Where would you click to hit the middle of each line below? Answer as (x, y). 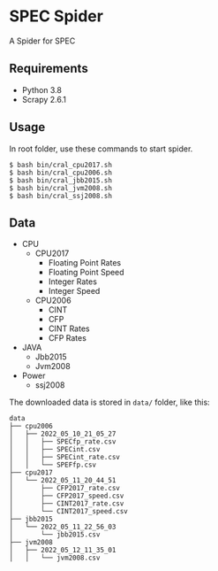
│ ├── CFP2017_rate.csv (65, 489)
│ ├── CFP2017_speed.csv (67, 496)
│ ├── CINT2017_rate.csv (67, 504)
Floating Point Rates (85, 263)
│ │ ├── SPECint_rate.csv (65, 458)
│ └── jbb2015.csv (55, 535)
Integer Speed (74, 291)
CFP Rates (67, 338)
